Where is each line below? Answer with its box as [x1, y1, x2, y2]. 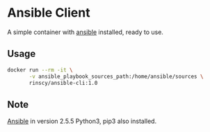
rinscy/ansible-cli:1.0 [29, 79, 98, 86]
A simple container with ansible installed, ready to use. [7, 28, 163, 36]
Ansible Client [7, 5, 90, 21]
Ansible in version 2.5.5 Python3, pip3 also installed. [7, 117, 157, 126]
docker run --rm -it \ [7, 66, 73, 74]
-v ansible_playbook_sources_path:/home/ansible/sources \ [29, 73, 204, 80]
